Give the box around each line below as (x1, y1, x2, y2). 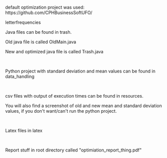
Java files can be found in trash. (5, 29, 72, 35)
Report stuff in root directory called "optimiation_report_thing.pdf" (5, 147, 142, 153)
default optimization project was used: (5, 5, 85, 10)
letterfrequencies (5, 20, 41, 25)
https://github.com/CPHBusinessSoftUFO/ (5, 10, 93, 16)
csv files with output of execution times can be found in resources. (5, 93, 143, 99)
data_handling (5, 73, 35, 80)
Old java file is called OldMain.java (5, 39, 76, 45)
